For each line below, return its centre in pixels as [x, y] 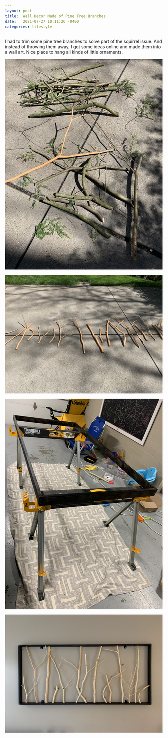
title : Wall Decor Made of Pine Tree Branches [56, 16]
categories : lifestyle [29, 27]
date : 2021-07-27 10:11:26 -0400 [42, 21]
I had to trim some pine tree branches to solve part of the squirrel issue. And [84, 41]
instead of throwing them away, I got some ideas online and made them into [83, 47]
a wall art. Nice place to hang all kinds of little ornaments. [64, 52]
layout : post [19, 11]
